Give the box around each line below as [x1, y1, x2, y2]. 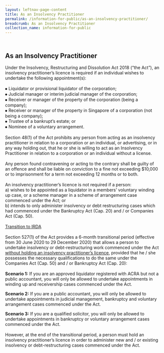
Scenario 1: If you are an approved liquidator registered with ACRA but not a [5, 271, 159, 277]
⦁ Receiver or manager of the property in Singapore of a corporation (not [5, 107, 152, 113]
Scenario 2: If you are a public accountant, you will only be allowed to [5, 290, 146, 296]
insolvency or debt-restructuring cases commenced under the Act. [5, 342, 140, 348]
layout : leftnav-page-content [5, 7, 67, 12]
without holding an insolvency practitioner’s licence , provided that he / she [5, 249, 156, 255]
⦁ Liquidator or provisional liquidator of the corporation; [5, 85, 117, 91]
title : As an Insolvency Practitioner [5, 12, 84, 17]
